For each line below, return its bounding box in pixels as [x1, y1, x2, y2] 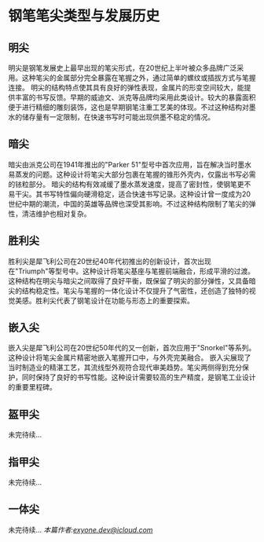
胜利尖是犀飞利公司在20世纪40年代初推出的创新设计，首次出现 [8, 256, 212, 266]
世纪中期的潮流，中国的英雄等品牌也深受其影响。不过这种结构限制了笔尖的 [8, 199, 249, 208]
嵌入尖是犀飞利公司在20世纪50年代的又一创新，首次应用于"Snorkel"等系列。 [8, 343, 256, 353]
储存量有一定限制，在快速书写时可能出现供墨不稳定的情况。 [21, 112, 214, 122]
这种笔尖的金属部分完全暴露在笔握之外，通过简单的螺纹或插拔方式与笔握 [21, 73, 256, 82]
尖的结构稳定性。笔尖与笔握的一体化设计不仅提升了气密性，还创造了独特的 [8, 286, 249, 295]
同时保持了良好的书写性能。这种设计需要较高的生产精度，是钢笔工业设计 [21, 372, 256, 382]
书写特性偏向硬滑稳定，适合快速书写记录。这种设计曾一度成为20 [42, 189, 251, 199]
